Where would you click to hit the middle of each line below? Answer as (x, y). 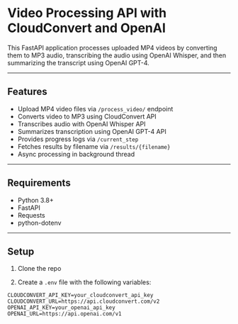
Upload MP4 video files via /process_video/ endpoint (95, 108)
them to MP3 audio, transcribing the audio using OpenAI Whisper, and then (117, 55)
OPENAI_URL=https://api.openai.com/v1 (64, 314)
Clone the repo (39, 269)
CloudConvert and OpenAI (87, 28)
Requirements (39, 183)
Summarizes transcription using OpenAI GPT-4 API (92, 131)
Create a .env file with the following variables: (84, 282)
